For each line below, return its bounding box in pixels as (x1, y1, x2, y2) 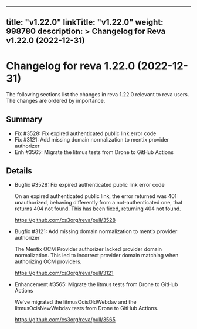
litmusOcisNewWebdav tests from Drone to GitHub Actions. (14, 304, 158, 311)
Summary (6, 114, 43, 124)
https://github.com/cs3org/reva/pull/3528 (14, 216, 116, 223)
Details (6, 166, 32, 176)
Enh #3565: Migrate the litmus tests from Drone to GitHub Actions (14, 149, 174, 156)
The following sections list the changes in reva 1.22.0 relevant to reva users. (6, 91, 189, 98)
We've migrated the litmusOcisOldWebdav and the (14, 298, 137, 305)
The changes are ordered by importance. (6, 98, 106, 105)
